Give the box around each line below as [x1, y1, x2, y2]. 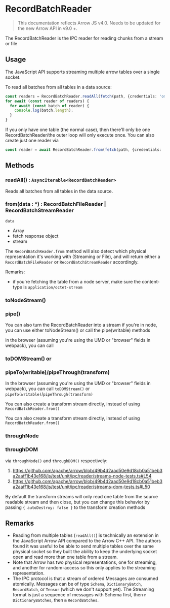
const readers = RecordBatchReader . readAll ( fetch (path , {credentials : [5, 93, 157, 99]
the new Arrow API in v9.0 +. [17, 25, 77, 31]
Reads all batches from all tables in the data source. [5, 188, 113, 194]
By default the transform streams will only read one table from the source [5, 493, 158, 499]
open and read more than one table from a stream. [12, 554, 118, 560]
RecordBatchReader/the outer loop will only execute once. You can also [5, 132, 155, 138]
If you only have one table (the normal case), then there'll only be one [5, 126, 150, 133]
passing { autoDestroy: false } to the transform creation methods [5, 504, 146, 510]
